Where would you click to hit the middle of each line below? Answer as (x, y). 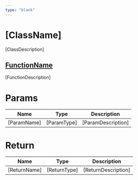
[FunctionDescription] (28, 77)
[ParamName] (25, 123)
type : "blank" (20, 10)
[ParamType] (62, 123)
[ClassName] (33, 35)
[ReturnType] (62, 170)
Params (22, 98)
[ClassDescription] (25, 49)
